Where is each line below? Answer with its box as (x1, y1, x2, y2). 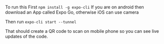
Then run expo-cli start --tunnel (5, 19, 77, 24)
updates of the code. (5, 34, 48, 39)
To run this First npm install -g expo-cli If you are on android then (5, 4, 145, 10)
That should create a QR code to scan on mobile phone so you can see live (5, 28, 160, 34)
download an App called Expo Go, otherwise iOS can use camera (5, 9, 139, 15)
